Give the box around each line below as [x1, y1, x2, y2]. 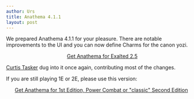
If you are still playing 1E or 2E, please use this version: [6, 75, 137, 82]
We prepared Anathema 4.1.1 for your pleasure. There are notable [6, 36, 162, 43]
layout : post [6, 19, 38, 25]
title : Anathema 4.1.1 [6, 14, 61, 20]
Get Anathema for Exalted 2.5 [66, 53, 138, 60]
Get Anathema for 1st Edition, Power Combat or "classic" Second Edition [14, 87, 188, 94]
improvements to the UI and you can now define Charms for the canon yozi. [6, 41, 188, 48]
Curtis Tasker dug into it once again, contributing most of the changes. [6, 64, 176, 71]
